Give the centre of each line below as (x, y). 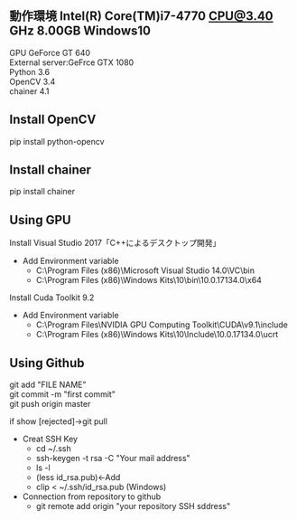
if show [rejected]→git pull (59, 421)
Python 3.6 (30, 71)
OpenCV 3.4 (32, 81)
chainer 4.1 (29, 91)
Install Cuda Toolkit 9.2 (52, 298)
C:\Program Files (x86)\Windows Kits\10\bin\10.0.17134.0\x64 (148, 280)
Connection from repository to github (92, 496)
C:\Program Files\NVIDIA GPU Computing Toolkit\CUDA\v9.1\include (162, 325)
